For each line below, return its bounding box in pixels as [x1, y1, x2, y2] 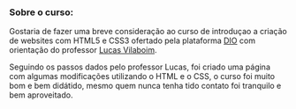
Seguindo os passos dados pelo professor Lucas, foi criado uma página [9, 62, 271, 72]
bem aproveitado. [9, 90, 73, 100]
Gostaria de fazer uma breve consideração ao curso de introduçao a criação [9, 26, 287, 37]
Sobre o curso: [9, 6, 73, 18]
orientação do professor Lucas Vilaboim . [9, 45, 157, 55]
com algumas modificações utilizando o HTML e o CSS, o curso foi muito [9, 71, 276, 82]
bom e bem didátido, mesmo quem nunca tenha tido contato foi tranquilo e [9, 81, 282, 91]
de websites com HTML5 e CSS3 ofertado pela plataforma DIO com [9, 35, 256, 46]
